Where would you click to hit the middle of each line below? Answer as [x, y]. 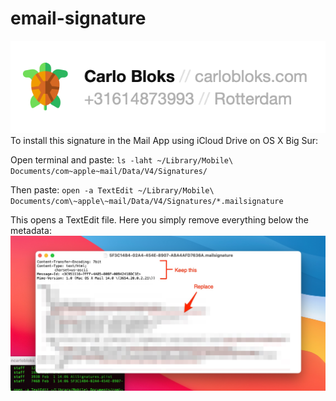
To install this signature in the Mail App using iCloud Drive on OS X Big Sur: [164, 141]
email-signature [78, 18]
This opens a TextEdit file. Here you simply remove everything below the [159, 220]
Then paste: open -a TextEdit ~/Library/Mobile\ [112, 190]
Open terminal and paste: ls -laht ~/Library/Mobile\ [122, 160]
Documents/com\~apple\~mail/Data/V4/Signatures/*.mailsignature [147, 202]
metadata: [31, 231]
